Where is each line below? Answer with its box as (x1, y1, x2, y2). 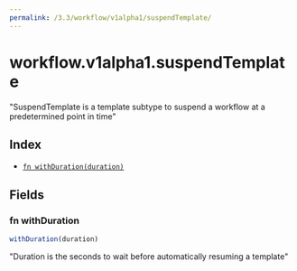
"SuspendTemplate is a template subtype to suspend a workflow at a (9, 101, 266, 112)
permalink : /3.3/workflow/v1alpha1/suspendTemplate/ (9, 13, 212, 23)
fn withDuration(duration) (22, 163, 125, 172)
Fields (9, 187, 45, 202)
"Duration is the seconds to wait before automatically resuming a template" (9, 250, 289, 262)
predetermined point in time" (9, 110, 116, 122)
